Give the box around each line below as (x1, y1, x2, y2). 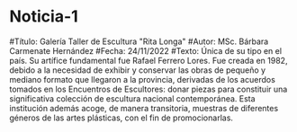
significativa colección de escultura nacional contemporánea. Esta (9, 92, 256, 104)
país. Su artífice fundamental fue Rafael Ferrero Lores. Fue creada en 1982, (9, 55, 288, 66)
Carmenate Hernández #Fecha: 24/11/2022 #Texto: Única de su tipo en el (9, 45, 282, 56)
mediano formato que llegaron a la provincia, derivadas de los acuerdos (9, 74, 276, 84)
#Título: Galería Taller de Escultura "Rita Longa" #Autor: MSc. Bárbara (9, 36, 269, 47)
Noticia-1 (9, 6, 78, 27)
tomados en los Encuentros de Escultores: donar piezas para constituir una (9, 84, 288, 94)
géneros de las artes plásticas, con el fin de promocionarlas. (9, 112, 234, 123)
